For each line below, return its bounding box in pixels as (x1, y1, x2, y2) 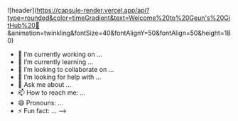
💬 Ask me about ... (17, 80, 72, 88)
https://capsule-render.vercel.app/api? (36, 6, 150, 14)
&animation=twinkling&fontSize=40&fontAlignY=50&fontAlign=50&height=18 (7, 28, 231, 37)
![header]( (7, 6, 37, 14)
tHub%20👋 (7, 21, 40, 29)
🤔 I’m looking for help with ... (17, 73, 102, 81)
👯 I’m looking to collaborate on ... (17, 65, 114, 73)
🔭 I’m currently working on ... (17, 50, 102, 58)
